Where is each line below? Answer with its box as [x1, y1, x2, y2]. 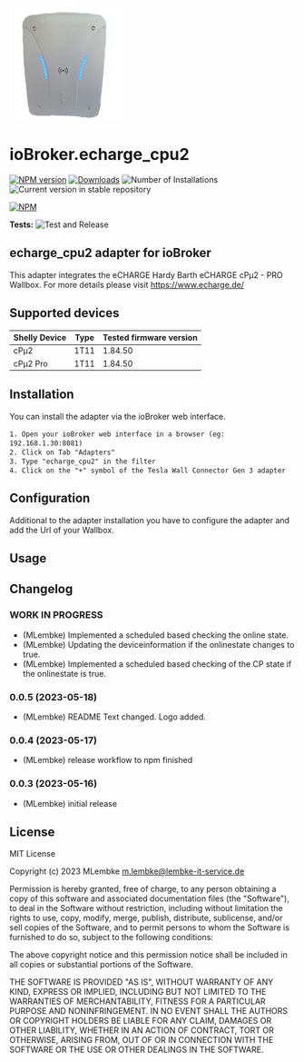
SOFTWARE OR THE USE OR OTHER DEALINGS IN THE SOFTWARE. [9, 1044, 264, 1056]
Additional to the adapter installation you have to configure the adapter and [9, 514, 290, 525]
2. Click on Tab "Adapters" [9, 448, 116, 457]
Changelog [9, 581, 74, 597]
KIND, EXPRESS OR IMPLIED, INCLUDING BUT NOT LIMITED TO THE [9, 987, 267, 997]
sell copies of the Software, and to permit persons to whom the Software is [9, 922, 290, 933]
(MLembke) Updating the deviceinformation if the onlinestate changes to [22, 639, 295, 650]
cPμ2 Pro [13, 358, 48, 369]
